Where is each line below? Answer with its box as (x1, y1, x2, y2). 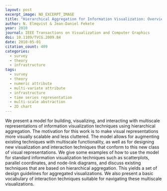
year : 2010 (5, 26, 28, 31)
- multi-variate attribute (9, 85, 66, 91)
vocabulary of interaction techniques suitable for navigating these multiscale (5, 176, 162, 182)
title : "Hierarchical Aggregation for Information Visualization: (5, 16, 146, 21)
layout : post (5, 7, 32, 12)
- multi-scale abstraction (9, 100, 66, 105)
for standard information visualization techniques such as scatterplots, (5, 155, 150, 160)
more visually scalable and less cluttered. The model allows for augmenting (5, 133, 160, 139)
